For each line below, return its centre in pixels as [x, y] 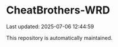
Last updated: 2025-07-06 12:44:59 [50, 26]
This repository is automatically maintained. [59, 38]
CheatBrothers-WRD [58, 10]
